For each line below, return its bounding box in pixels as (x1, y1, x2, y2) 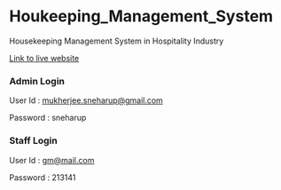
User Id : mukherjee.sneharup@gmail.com (9, 95, 164, 106)
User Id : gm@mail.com (9, 154, 95, 165)
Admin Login (9, 75, 65, 87)
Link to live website (9, 52, 80, 63)
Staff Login (9, 135, 58, 147)
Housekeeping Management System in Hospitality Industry (9, 36, 224, 46)
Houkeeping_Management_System (9, 6, 273, 27)
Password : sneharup (9, 113, 87, 123)
